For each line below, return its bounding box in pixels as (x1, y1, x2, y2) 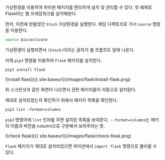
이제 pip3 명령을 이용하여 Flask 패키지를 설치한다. (5, 57, 102, 63)
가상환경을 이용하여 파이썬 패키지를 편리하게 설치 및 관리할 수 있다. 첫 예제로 (5, 4, 153, 10)
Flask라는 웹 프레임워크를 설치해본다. (5, 10, 77, 16)
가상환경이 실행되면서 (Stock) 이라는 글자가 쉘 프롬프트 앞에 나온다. (5, 47, 135, 53)
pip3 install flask (5, 67, 46, 72)
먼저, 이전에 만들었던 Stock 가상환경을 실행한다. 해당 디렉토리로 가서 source (5, 21, 152, 27)
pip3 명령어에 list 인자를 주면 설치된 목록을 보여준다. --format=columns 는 (5, 116, 150, 123)
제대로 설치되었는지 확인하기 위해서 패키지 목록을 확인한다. (5, 97, 118, 103)
